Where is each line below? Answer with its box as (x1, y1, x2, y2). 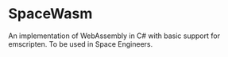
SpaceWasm (8, 5, 93, 23)
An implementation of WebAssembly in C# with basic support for (8, 31, 221, 40)
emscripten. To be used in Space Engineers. (8, 39, 153, 48)
